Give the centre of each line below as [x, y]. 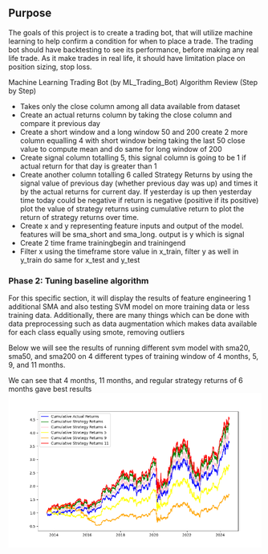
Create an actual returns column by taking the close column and [126, 115]
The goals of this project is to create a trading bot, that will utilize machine [130, 32]
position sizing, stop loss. [50, 67]
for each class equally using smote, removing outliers [97, 332]
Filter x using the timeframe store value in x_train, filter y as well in [129, 251]
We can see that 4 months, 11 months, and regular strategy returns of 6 [126, 381]
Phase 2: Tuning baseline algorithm [79, 280]
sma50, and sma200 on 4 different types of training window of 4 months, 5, [134, 356]
